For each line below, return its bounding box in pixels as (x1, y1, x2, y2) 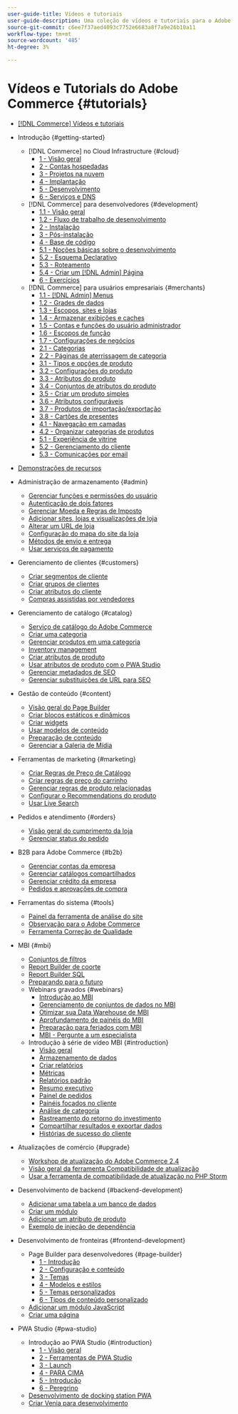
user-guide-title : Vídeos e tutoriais (7, 10, 123, 18)
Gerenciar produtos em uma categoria (28, 637, 141, 646)
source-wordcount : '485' (7, 37, 81, 44)
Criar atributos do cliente (28, 587, 102, 595)
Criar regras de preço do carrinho (28, 776, 128, 784)
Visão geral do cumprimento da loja (28, 826, 133, 835)
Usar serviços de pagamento (28, 544, 114, 553)
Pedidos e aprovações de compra (28, 884, 128, 893)
